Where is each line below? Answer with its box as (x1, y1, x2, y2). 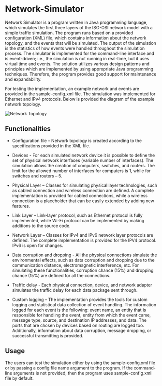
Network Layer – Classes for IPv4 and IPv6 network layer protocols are (12, 232, 153, 238)
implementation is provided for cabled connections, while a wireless (12, 193, 148, 198)
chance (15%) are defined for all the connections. (12, 272, 111, 278)
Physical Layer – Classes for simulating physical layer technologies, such (12, 182, 158, 188)
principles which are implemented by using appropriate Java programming (5, 66, 154, 71)
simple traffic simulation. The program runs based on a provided (5, 30, 133, 35)
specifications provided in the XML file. (12, 142, 90, 149)
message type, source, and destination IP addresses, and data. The (12, 317, 147, 323)
